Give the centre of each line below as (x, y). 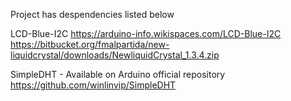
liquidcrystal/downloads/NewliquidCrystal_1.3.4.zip (115, 55)
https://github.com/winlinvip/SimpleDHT (93, 85)
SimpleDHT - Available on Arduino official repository (118, 74)
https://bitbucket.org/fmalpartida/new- (90, 44)
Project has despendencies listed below (92, 14)
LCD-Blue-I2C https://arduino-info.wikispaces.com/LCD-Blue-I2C (146, 33)
